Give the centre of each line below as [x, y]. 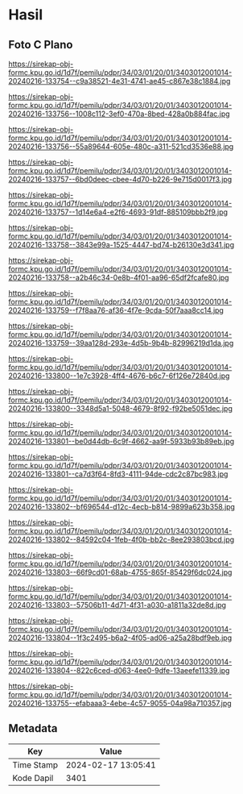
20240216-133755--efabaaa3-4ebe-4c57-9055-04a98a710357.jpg [120, 703]
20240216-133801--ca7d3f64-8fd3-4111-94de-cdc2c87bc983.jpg [118, 474]
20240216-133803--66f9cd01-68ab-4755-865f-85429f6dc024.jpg [120, 572]
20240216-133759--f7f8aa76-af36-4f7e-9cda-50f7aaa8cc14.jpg [116, 310]
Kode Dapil [33, 778]
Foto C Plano [41, 45]
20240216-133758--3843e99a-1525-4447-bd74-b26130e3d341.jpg [121, 245]
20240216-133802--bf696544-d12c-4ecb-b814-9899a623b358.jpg [122, 507]
